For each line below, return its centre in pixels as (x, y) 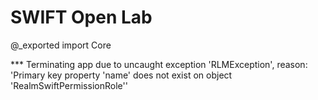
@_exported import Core (61, 45)
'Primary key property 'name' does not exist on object (121, 75)
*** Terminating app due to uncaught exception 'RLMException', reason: (159, 64)
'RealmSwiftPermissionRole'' (69, 85)
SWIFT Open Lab (81, 17)
